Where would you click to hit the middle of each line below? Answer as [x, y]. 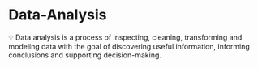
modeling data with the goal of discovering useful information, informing [129, 46]
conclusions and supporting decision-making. [85, 55]
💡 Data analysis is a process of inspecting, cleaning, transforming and [125, 37]
